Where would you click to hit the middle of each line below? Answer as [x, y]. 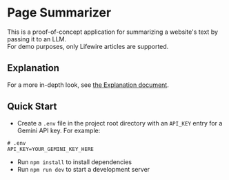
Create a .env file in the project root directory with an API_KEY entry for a [120, 123]
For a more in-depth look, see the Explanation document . [88, 85]
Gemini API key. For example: [59, 130]
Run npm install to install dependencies [74, 162]
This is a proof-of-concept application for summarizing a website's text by [113, 32]
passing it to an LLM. [37, 39]
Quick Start [32, 107]
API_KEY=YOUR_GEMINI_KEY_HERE [51, 149]
